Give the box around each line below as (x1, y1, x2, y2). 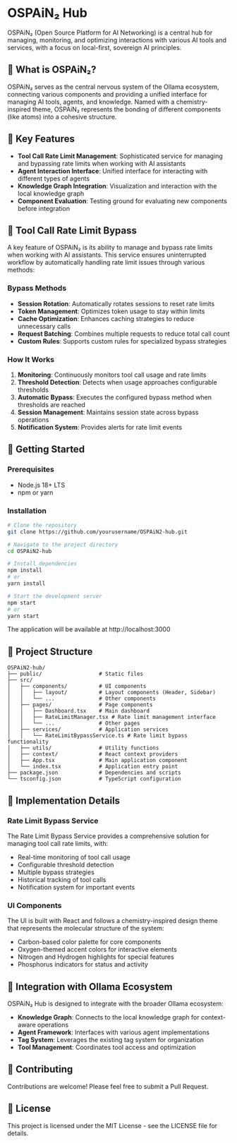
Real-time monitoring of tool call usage (17, 852, 130, 861)
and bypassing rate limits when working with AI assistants (17, 159, 186, 167)
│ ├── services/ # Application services (7, 726, 169, 733)
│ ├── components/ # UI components (7, 683, 147, 690)
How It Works (7, 354, 55, 364)
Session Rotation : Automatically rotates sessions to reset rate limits (17, 299, 215, 308)
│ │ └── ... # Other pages (7, 720, 140, 727)
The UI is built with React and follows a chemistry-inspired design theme (7, 917, 218, 925)
